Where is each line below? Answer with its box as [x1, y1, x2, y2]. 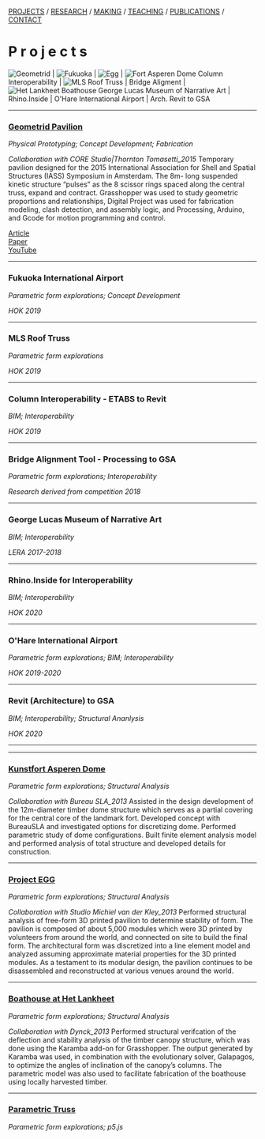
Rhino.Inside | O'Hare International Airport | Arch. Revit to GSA [8, 94, 211, 104]
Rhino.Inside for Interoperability [8, 575, 133, 586]
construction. [8, 847, 51, 856]
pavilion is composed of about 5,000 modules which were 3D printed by [8, 924, 243, 933]
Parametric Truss [8, 1104, 77, 1115]
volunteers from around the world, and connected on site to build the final [8, 933, 248, 942]
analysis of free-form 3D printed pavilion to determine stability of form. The [8, 916, 254, 926]
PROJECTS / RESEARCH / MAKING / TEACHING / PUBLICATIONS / [8, 7, 225, 16]
